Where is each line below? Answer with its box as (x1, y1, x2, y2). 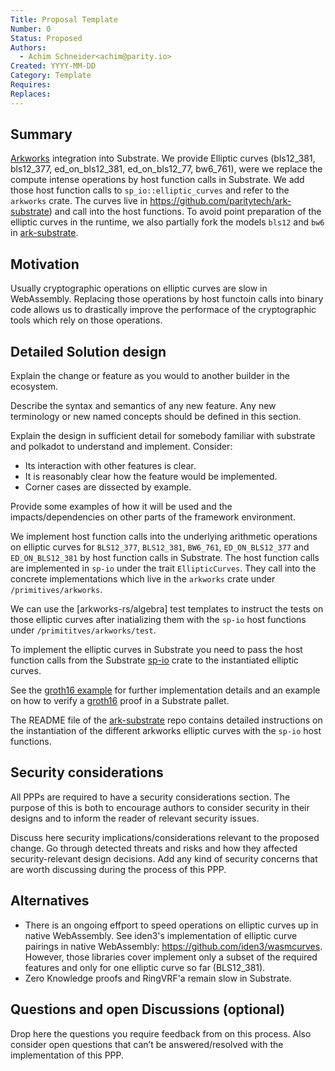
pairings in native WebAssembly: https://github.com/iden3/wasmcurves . (24, 940, 323, 952)
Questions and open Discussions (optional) (10, 1001, 286, 1018)
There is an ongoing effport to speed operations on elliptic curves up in (24, 919, 319, 931)
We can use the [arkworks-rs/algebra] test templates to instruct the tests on (10, 603, 324, 615)
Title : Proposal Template (10, 14, 118, 25)
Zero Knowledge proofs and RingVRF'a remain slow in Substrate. (24, 972, 293, 984)
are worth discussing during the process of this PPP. (10, 863, 227, 875)
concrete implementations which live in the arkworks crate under (10, 573, 276, 585)
